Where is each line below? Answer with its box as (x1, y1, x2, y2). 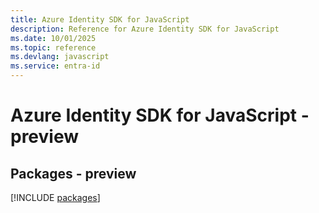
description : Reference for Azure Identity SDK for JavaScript (10, 24, 280, 34)
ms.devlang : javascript (10, 52, 110, 62)
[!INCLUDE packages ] (10, 192, 101, 203)
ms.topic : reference (10, 42, 97, 53)
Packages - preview (10, 165, 137, 182)
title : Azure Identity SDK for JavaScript (10, 14, 190, 25)
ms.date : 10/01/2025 (10, 33, 97, 43)
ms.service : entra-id (10, 61, 101, 71)
